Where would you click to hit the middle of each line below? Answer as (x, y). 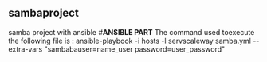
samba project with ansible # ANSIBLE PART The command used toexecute (132, 32)
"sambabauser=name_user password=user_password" (135, 49)
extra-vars (26, 49)
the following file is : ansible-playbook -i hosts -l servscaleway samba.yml (130, 41)
